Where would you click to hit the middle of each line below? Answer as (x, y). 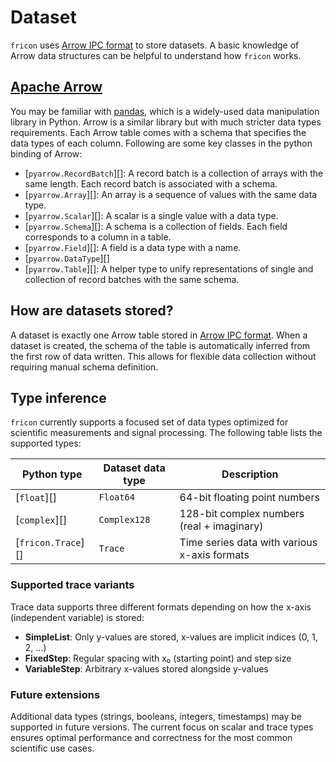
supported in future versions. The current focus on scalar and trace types (162, 727)
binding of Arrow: (46, 153)
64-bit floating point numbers (249, 498)
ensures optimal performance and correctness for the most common (151, 737)
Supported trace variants (72, 585)
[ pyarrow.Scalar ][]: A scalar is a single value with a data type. (151, 215)
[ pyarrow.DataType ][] (67, 258)
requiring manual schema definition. (84, 367)
